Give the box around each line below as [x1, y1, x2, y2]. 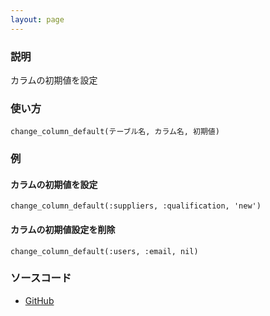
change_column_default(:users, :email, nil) [10, 246, 199, 256]
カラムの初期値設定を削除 [10, 223, 116, 235]
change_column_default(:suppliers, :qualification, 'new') [10, 201, 262, 211]
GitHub [24, 294, 55, 306]
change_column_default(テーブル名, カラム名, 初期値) [10, 127, 220, 137]
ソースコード [10, 271, 72, 285]
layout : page [10, 14, 65, 25]
